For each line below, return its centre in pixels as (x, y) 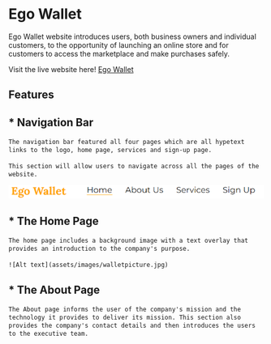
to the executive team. (49, 333)
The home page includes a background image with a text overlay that (129, 241)
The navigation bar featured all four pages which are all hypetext (127, 142)
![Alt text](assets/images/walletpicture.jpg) (88, 265)
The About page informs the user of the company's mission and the (125, 309)
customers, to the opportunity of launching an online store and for (119, 45)
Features (31, 95)
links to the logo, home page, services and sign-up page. (110, 151)
